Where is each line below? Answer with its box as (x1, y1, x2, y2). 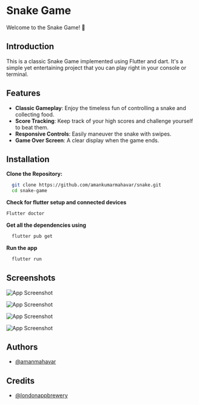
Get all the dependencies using (6, 221, 87, 229)
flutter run (12, 256, 42, 262)
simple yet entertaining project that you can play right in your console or (6, 64, 187, 71)
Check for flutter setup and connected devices (6, 199, 127, 206)
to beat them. (15, 123, 49, 131)
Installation (6, 154, 50, 164)
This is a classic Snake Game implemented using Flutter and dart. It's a (6, 57, 183, 64)
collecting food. (15, 111, 55, 118)
